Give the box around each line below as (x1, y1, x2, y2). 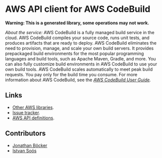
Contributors (5, 129, 46, 138)
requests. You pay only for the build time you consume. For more (5, 71, 138, 77)
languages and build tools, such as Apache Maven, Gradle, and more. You (5, 55, 156, 61)
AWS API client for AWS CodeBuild (5, 3, 151, 15)
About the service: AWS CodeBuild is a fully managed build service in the (5, 29, 155, 35)
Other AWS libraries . (12, 104, 54, 110)
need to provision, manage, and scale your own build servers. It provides (5, 45, 154, 51)
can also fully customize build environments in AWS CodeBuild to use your (5, 61, 158, 67)
